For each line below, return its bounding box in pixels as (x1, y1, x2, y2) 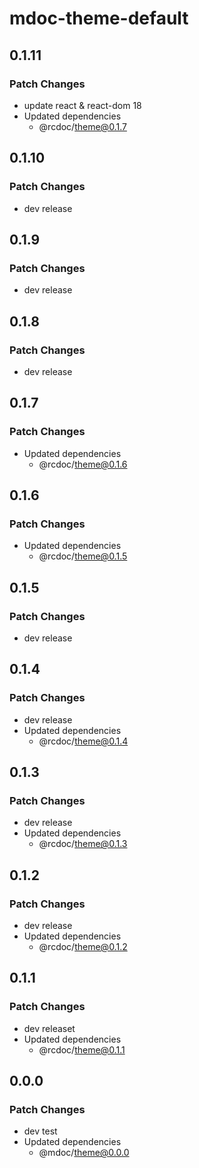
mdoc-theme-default (9, 7, 189, 30)
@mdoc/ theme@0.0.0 (38, 1147, 130, 1159)
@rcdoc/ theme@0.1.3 (38, 838, 128, 850)
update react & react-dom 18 (23, 99, 142, 111)
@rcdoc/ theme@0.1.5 (38, 550, 128, 562)
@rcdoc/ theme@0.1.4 (38, 735, 129, 747)
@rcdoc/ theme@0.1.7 (38, 120, 127, 132)
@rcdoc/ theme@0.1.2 (38, 941, 128, 953)
